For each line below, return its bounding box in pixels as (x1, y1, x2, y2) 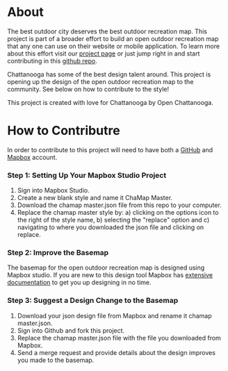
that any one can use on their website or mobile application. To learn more (7, 42, 220, 50)
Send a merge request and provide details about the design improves (17, 348, 215, 356)
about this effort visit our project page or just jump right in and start (7, 49, 200, 58)
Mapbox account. (7, 153, 58, 161)
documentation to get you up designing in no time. (7, 279, 152, 287)
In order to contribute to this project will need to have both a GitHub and (7, 145, 213, 154)
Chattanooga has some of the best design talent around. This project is (7, 70, 211, 79)
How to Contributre (7, 123, 120, 139)
